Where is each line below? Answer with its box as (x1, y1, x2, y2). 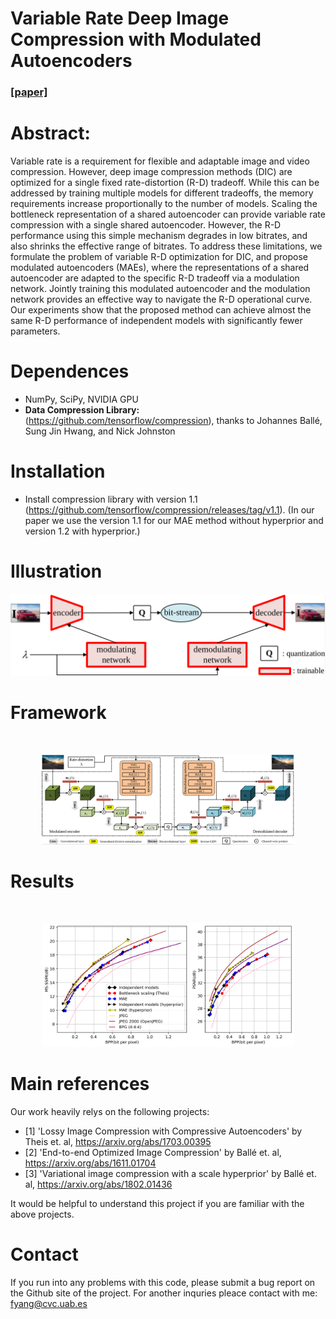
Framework (10, 701, 107, 724)
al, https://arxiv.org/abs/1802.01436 (24, 1178, 173, 1191)
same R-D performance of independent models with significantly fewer (10, 315, 303, 327)
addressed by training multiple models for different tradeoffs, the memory (10, 187, 314, 199)
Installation (10, 460, 106, 483)
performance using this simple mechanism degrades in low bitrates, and (10, 230, 308, 242)
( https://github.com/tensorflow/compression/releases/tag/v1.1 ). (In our (24, 503, 315, 516)
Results (10, 870, 75, 892)
